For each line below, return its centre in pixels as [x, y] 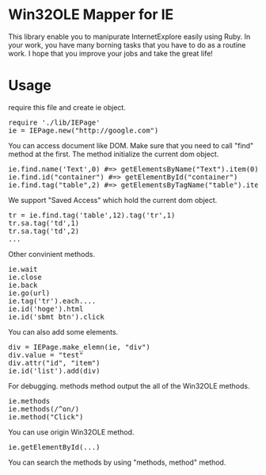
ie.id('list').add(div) [54, 371]
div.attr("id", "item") [54, 363]
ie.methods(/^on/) [44, 409]
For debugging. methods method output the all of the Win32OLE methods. [129, 385]
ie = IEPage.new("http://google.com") [84, 130]
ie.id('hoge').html [46, 308]
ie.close [25, 277]
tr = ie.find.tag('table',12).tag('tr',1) [92, 215]
